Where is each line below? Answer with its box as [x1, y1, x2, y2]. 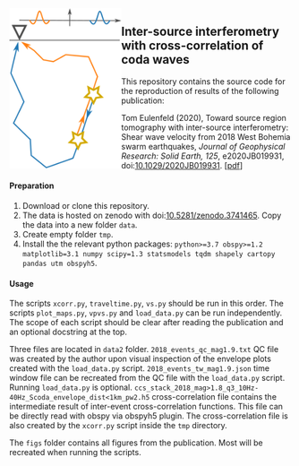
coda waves [121, 52, 190, 67]
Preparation [9, 180, 55, 191]
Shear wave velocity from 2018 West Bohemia [121, 131, 291, 142]
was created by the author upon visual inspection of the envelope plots [9, 353, 271, 365]
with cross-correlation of [121, 39, 264, 54]
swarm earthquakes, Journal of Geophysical [121, 141, 286, 151]
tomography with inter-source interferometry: [121, 122, 289, 133]
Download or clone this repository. [21, 201, 149, 211]
